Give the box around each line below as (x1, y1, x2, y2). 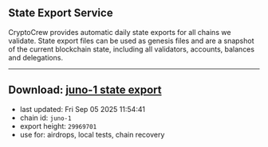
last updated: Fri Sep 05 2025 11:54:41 (19, 104, 146, 114)
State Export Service (8, 6, 113, 20)
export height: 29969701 (19, 121, 97, 130)
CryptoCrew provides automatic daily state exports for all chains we (8, 27, 231, 37)
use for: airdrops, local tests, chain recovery (19, 130, 165, 139)
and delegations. (8, 52, 64, 62)
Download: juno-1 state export (8, 83, 162, 97)
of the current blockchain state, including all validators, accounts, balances (8, 44, 255, 54)
